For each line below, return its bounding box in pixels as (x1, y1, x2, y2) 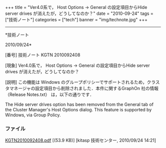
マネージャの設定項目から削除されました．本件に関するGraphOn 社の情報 (9, 86, 159, 91)
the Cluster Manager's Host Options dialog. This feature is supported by (5, 107, 152, 112)
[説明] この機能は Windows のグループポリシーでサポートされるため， (5, 79, 147, 85)
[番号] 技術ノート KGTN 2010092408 (5, 52, 81, 58)
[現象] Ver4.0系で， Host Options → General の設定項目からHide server (5, 62, 150, 68)
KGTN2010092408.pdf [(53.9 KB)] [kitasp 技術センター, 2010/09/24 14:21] (5, 138, 157, 144)
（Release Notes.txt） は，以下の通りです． (5, 92, 94, 98)
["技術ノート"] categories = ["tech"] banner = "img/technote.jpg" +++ (5, 17, 148, 22)
